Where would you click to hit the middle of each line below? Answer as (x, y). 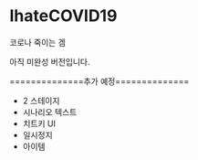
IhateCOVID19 (63, 16)
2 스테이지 (41, 101)
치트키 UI (39, 123)
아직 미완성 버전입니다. (50, 61)
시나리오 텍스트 (50, 112)
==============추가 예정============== (99, 81)
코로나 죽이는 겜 (38, 42)
